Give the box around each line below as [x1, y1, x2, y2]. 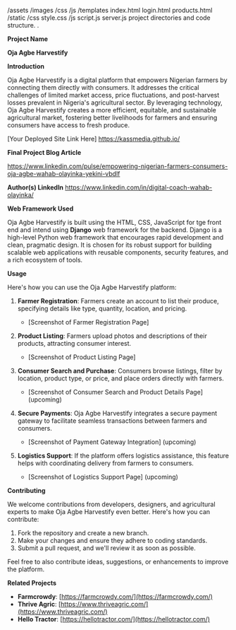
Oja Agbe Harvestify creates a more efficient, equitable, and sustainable [7, 106, 217, 114]
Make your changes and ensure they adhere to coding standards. [17, 537, 208, 544]
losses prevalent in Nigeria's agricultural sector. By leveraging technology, [7, 98, 223, 107]
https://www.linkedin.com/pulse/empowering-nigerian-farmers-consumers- [7, 162, 228, 170]
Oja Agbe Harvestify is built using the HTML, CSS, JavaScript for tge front [7, 218, 222, 226]
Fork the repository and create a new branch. [17, 529, 149, 537]
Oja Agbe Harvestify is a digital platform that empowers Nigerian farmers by [7, 76, 228, 84]
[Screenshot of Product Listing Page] [27, 353, 136, 361]
